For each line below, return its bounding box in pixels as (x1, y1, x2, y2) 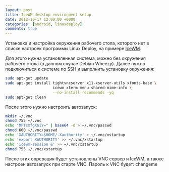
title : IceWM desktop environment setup (5, 12, 92, 17)
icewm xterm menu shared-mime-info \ (52, 85, 132, 90)
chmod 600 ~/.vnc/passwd (5, 127, 58, 133)
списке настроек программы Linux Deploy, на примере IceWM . (5, 46, 141, 52)
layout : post (5, 7, 33, 13)
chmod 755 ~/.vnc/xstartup (5, 146, 62, 152)
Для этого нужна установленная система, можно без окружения (5, 55, 146, 61)
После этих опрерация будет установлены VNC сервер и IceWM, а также (5, 155, 164, 162)
